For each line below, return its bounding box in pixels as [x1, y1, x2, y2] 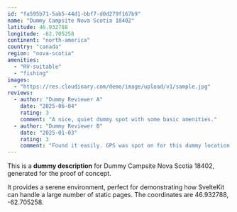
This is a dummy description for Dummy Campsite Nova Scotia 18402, [7, 162, 215, 170]
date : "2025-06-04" [20, 103, 78, 110]
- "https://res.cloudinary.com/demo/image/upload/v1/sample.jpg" [13, 83, 211, 90]
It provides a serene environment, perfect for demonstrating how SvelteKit [7, 183, 225, 191]
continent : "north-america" [7, 37, 91, 44]
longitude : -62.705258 [7, 30, 75, 38]
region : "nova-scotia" [7, 50, 75, 57]
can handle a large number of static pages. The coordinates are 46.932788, [7, 191, 229, 199]
